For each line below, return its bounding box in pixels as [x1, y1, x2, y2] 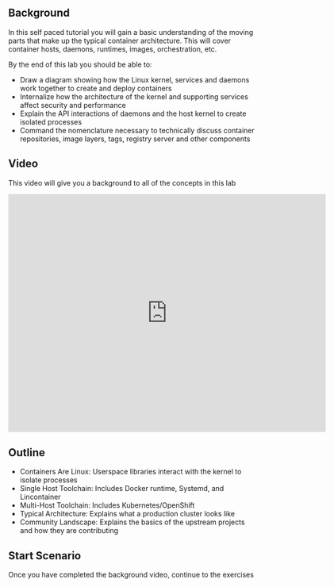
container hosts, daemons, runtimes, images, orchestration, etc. [8, 44, 217, 54]
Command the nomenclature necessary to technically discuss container [19, 125, 255, 135]
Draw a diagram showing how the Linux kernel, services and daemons [19, 75, 250, 84]
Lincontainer [19, 492, 61, 502]
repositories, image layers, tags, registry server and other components [19, 134, 251, 144]
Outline [8, 446, 45, 459]
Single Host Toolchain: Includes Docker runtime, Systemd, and [19, 484, 225, 493]
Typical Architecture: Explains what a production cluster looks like [19, 509, 236, 519]
